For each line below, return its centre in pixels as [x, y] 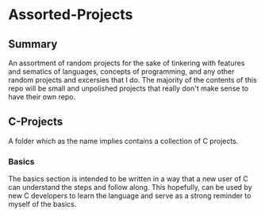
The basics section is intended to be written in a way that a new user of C [128, 179]
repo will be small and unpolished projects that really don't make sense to [128, 88]
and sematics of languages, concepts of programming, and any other [121, 72]
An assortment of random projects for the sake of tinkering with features [127, 63]
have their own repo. [42, 97]
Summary [33, 44]
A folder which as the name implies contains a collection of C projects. [123, 141]
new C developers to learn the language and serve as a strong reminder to [130, 196]
